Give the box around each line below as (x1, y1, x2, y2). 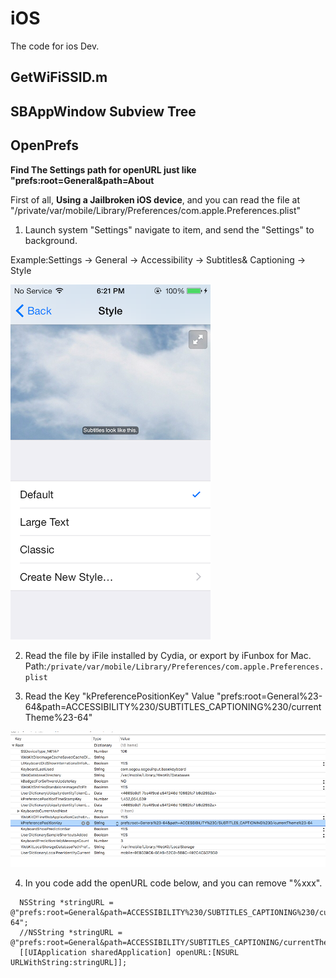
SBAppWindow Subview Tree (10, 103, 197, 120)
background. (24, 234, 78, 246)
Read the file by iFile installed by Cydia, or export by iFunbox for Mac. (24, 649, 312, 661)
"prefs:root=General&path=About (10, 174, 155, 186)
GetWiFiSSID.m (10, 69, 108, 86)
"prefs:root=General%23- (216, 690, 323, 702)
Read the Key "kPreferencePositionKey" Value (24, 690, 215, 702)
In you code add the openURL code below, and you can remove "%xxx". (24, 877, 323, 889)
